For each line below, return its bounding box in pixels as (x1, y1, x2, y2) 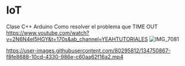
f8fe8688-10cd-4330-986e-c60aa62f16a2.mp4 (6, 53, 123, 60)
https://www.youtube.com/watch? (6, 29, 90, 36)
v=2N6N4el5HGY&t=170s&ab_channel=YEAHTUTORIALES (6, 35, 148, 42)
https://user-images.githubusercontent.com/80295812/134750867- (6, 47, 171, 54)
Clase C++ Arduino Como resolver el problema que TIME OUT (6, 23, 158, 30)
